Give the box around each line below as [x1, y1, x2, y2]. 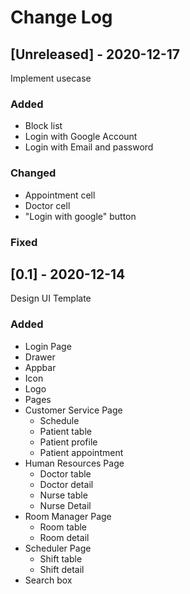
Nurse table [39, 489, 88, 501]
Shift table [39, 552, 83, 565]
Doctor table [39, 467, 92, 480]
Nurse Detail [39, 499, 92, 511]
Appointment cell [24, 189, 96, 201]
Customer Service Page [24, 404, 123, 416]
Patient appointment [39, 446, 124, 458]
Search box [24, 574, 73, 586]
